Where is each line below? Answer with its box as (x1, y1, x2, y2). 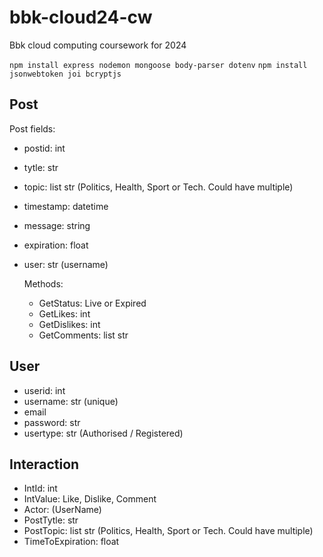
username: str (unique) (23, 395, 119, 407)
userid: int (23, 384, 66, 396)
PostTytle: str (23, 514, 79, 526)
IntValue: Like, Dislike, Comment (23, 493, 157, 505)
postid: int (23, 142, 66, 154)
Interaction (9, 456, 80, 473)
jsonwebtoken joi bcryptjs (9, 69, 122, 79)
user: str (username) (23, 258, 109, 270)
